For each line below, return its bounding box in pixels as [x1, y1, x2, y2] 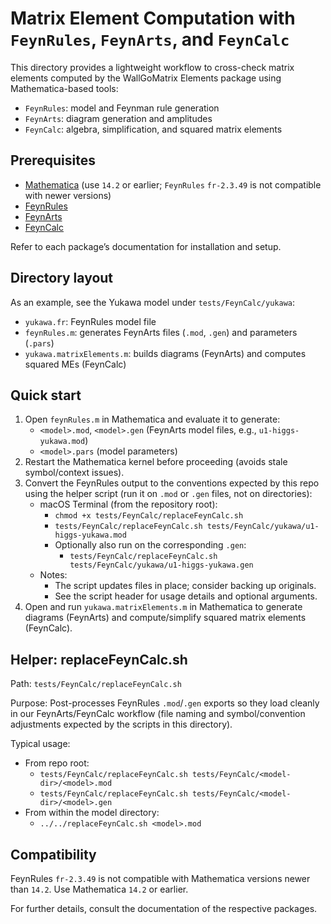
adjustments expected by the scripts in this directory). [10, 718, 233, 731]
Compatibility [10, 846, 97, 863]
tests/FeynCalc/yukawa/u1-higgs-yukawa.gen [69, 560, 254, 571]
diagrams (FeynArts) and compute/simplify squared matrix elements [24, 612, 307, 624]
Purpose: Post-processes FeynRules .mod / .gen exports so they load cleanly [10, 697, 320, 709]
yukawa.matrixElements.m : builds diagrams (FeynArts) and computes [24, 347, 307, 359]
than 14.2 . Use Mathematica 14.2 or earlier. [10, 883, 189, 895]
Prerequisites [10, 152, 96, 169]
